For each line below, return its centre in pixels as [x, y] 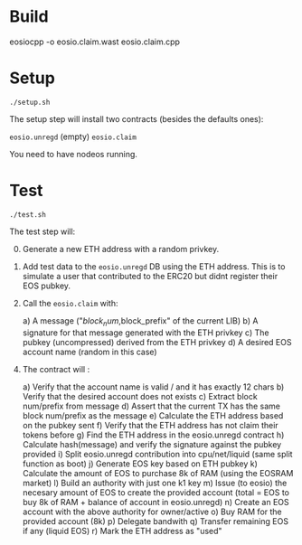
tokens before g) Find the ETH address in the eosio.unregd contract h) [153, 435]
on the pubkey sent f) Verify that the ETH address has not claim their [150, 425]
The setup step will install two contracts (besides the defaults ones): [137, 118]
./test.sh [28, 214]
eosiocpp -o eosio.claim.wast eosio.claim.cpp [95, 42]
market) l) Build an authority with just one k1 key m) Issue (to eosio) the [155, 483]
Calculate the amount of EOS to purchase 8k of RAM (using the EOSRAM [158, 473]
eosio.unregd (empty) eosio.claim [73, 136]
